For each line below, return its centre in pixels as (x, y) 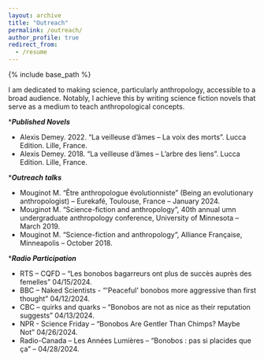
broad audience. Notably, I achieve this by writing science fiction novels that (132, 98)
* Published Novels (39, 122)
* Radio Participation (43, 258)
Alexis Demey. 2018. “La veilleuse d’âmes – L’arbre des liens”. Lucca (130, 154)
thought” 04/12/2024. (55, 299)
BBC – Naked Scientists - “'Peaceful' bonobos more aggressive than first (138, 290)
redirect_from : (33, 45)
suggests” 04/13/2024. (57, 315)
